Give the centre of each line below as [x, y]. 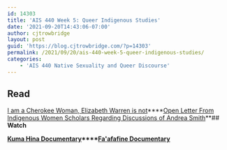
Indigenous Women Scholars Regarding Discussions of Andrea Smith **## [113, 118]
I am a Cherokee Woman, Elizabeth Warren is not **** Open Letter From [111, 111]
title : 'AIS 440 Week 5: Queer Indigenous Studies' [84, 20]
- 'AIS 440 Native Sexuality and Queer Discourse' [95, 66]
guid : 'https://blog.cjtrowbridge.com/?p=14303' [79, 46]
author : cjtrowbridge [39, 33]
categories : [24, 59]
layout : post [26, 40]
